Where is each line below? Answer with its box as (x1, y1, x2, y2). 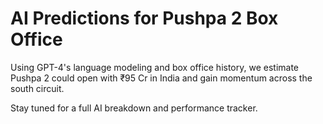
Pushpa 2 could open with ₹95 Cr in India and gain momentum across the (10, 72, 313, 84)
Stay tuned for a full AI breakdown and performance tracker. (10, 102, 258, 114)
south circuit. (10, 82, 65, 94)
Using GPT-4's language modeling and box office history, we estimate (10, 61, 300, 73)
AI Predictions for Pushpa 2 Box (10, 7, 279, 30)
